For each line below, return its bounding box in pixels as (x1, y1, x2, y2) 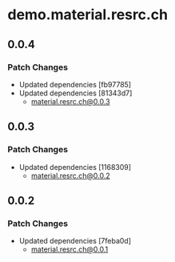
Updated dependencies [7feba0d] (18, 236, 132, 246)
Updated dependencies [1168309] (18, 162, 132, 171)
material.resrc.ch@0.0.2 (30, 171, 111, 180)
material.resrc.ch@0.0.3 (30, 96, 110, 106)
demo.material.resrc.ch (7, 6, 169, 24)
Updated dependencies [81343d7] (18, 88, 133, 98)
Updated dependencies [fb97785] (18, 79, 132, 89)
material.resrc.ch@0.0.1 (30, 244, 109, 254)
